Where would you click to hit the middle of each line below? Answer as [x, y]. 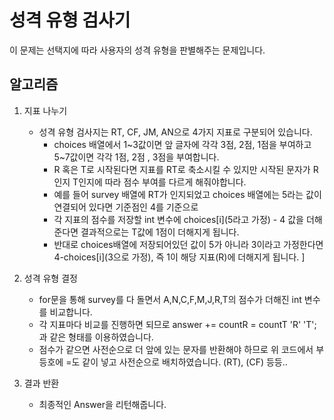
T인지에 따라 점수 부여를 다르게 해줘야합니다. [159, 182]
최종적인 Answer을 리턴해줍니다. [102, 404]
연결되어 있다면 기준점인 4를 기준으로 [126, 207]
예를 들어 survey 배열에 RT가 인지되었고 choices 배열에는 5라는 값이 [187, 194]
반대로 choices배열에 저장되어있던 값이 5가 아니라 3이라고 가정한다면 [188, 244]
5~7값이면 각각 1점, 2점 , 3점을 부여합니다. [136, 157]
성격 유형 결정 [50, 278]
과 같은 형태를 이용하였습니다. [96, 337]
